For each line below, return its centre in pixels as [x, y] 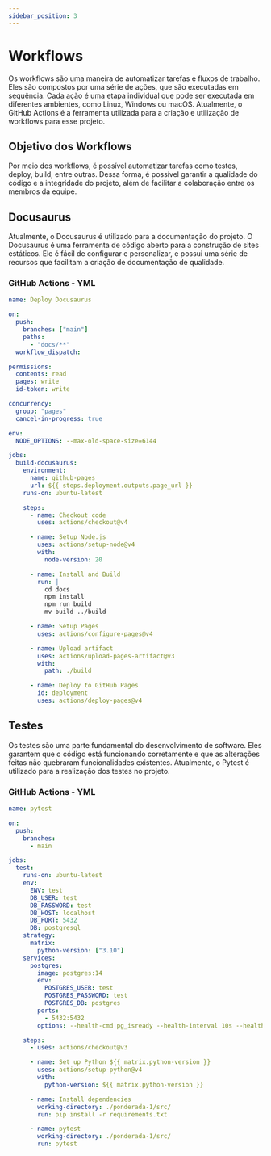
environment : [45, 471]
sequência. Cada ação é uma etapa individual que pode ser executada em [131, 95]
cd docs [57, 589]
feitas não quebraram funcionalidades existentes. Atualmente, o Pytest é [129, 762]
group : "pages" [41, 411]
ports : [48, 1011]
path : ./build [68, 671]
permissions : [30, 367]
